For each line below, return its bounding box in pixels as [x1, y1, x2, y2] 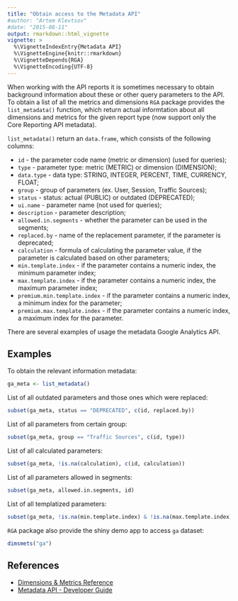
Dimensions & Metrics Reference [17, 578, 113, 587]
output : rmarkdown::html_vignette [7, 30, 110, 38]
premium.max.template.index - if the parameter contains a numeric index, [17, 306, 231, 314]
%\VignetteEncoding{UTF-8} [13, 63, 93, 70]
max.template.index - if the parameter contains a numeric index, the [17, 276, 216, 285]
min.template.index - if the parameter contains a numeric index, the [17, 260, 216, 270]
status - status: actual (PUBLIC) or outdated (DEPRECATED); [17, 193, 195, 202]
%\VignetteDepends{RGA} [13, 57, 84, 64]
